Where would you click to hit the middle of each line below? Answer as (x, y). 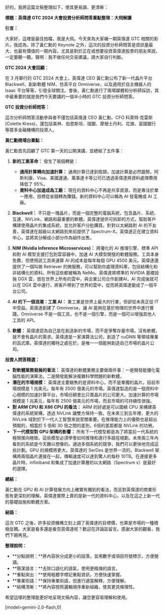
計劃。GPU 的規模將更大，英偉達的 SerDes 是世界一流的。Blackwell (85, 450)
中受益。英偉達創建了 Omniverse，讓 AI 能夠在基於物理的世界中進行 (81, 308)
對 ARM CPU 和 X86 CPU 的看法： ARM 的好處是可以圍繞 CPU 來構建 (82, 407)
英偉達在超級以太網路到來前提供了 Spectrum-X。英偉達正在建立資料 (90, 231)
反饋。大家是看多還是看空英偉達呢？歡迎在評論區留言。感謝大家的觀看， (82, 529)
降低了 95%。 (34, 184)
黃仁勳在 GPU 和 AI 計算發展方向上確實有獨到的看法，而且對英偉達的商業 (79, 490)
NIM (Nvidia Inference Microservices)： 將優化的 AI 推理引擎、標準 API (85, 248)
